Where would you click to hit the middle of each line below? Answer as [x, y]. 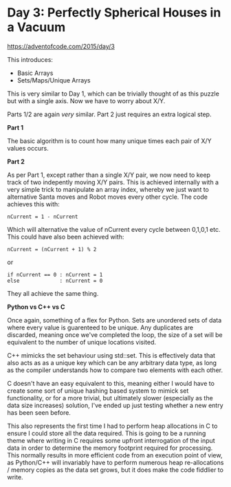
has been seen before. [39, 412]
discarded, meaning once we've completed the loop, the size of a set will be [115, 334]
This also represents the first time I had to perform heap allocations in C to [112, 426]
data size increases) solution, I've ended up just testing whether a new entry [115, 405]
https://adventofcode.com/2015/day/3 [61, 46]
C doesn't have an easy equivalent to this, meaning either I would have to [111, 383]
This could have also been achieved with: [66, 237]
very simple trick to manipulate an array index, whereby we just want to [108, 189]
